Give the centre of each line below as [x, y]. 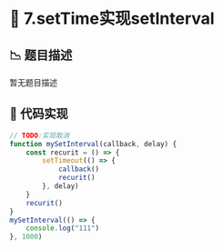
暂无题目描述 [33, 82]
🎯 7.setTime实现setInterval [112, 19]
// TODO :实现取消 [40, 135]
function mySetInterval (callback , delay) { [93, 144]
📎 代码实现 [39, 114]
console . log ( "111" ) [63, 228]
